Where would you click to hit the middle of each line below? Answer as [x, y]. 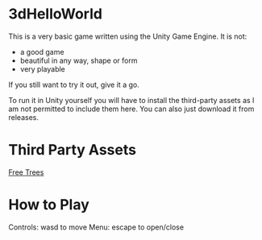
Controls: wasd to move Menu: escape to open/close [96, 227]
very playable [43, 68]
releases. [23, 117]
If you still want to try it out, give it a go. [74, 85]
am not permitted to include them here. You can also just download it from [131, 109]
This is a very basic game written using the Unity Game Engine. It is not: [128, 36]
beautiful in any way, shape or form [79, 60]
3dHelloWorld [56, 14]
